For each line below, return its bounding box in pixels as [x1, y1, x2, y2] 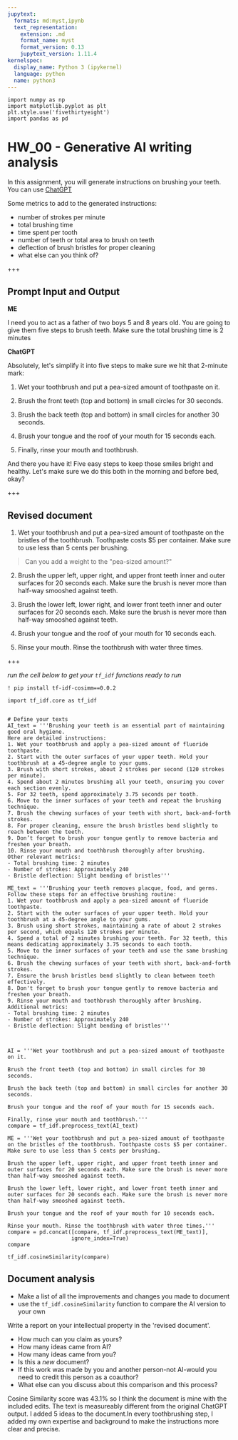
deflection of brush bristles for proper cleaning [17, 244, 155, 252]
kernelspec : [7, 57, 43, 64]
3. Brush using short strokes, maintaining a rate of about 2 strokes [7, 922, 222, 929]
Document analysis [7, 1273, 95, 1285]
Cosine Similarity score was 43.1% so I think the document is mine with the [7, 1394, 227, 1403]
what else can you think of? [17, 251, 99, 259]
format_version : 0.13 [20, 44, 84, 51]
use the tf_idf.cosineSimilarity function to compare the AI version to [17, 1299, 227, 1308]
